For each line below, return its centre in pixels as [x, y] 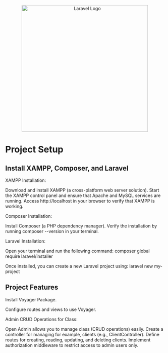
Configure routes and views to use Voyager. [51, 309]
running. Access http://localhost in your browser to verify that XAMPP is [80, 201]
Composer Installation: [29, 216]
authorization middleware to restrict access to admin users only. [72, 345]
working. [14, 206]
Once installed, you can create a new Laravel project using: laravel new [79, 266]
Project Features [32, 287]
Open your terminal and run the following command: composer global [77, 251]
